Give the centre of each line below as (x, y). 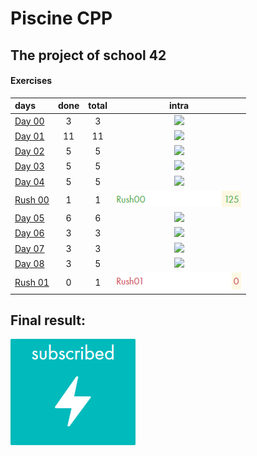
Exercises (31, 81)
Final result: (48, 320)
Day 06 (29, 233)
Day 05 (29, 218)
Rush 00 (32, 199)
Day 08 (29, 263)
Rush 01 (32, 282)
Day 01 (29, 136)
